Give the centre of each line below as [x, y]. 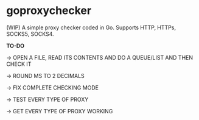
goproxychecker [49, 11]
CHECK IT [19, 64]
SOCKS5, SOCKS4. [30, 34]
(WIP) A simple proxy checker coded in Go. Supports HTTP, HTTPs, [91, 27]
